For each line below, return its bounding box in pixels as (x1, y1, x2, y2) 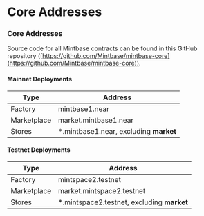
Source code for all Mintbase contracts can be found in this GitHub (7, 44, 198, 52)
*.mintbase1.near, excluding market (57, 126, 177, 136)
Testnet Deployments (7, 146, 71, 154)
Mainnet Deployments (7, 75, 73, 84)
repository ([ (7, 52, 43, 60)
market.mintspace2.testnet (57, 186, 146, 195)
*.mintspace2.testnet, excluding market (57, 197, 189, 207)
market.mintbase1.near (57, 115, 134, 125)
